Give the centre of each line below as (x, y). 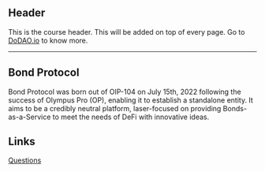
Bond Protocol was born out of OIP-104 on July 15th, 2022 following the (125, 92)
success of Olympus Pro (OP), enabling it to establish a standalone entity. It (131, 100)
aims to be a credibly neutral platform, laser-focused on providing (115, 108)
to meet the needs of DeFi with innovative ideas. (131, 117)
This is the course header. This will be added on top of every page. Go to (127, 32)
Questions (25, 160)
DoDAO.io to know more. (48, 40)
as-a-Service (30, 117)
